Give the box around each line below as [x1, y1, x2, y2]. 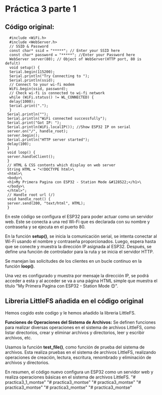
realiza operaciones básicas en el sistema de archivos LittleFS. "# [5, 374, 136, 380]
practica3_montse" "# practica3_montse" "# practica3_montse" [5, 384, 132, 390]
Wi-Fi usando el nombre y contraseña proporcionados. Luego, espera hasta [5, 238, 156, 244]
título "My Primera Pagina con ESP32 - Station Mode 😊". [5, 283, 118, 289]
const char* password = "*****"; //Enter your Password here [9, 52, 135, 57]
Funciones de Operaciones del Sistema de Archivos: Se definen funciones [5, 319, 156, 325]
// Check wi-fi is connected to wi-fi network [9, 91, 105, 95]
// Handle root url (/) [7, 192, 55, 197]
